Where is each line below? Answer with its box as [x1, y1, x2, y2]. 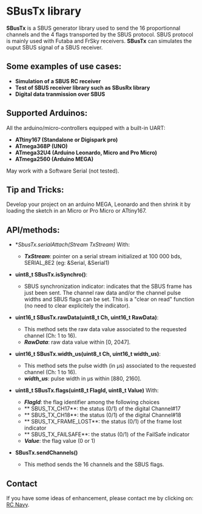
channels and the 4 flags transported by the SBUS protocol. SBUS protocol [6, 30, 194, 38]
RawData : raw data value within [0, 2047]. [24, 338, 131, 346]
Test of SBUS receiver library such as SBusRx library [15, 84, 150, 91]
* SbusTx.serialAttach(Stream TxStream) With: [15, 241, 130, 248]
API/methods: [6, 225, 60, 235]
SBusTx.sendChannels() [15, 449, 78, 456]
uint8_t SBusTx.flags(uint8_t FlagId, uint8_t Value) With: [15, 387, 159, 394]
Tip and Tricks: [6, 184, 64, 195]
